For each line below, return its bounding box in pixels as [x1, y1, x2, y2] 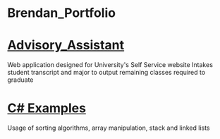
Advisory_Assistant [7, 37, 125, 54]
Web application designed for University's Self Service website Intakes [7, 61, 214, 69]
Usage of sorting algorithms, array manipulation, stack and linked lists [7, 123, 210, 132]
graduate [7, 75, 34, 84]
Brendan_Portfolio [7, 5, 116, 21]
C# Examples [7, 100, 87, 116]
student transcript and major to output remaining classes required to [7, 68, 206, 77]
